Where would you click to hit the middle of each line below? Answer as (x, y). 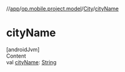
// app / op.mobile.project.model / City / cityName (62, 9)
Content (16, 56)
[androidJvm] (23, 49)
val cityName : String (32, 62)
